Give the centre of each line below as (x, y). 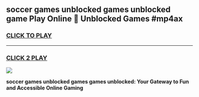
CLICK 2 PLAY (27, 58)
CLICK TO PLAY (29, 36)
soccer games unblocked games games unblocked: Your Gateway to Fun (98, 81)
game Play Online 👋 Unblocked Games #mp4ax (94, 19)
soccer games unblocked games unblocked (88, 10)
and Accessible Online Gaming (45, 88)
